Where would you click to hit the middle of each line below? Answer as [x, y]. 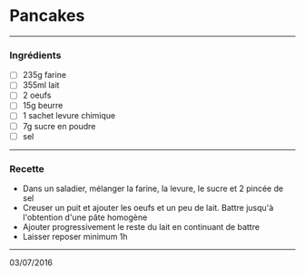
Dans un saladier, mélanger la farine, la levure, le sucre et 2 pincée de [153, 188]
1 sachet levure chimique [69, 116]
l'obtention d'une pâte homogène [85, 217]
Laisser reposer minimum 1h [75, 236]
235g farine [44, 75]
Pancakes [47, 16]
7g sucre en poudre [59, 126]
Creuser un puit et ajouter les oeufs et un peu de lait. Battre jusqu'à [148, 207]
